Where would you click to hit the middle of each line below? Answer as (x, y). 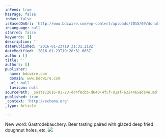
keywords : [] (18, 37)
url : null (19, 83)
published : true (22, 97)
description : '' (22, 42)
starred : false (21, 33)
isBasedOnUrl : (20, 23)
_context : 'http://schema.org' (37, 102)
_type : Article (21, 106)
